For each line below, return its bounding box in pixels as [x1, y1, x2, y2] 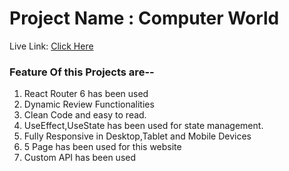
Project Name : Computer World [9, 7, 280, 30]
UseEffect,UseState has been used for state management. [23, 120, 264, 132]
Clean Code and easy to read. [23, 109, 147, 121]
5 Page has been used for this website [23, 141, 182, 153]
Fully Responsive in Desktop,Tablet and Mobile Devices [23, 130, 252, 142]
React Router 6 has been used [23, 88, 149, 100]
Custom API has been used [23, 152, 137, 164]
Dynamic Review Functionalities [23, 98, 155, 111]
